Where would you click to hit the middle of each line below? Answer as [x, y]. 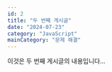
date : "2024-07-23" [36, 27]
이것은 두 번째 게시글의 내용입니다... [57, 61]
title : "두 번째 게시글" [40, 20]
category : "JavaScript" [43, 34]
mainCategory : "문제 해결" [44, 40]
